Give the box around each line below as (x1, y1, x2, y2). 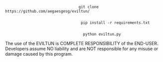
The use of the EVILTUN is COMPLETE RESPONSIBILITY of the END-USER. (5, 40, 159, 46)
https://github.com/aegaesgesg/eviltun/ (5, 8, 90, 14)
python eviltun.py (82, 32, 121, 37)
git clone (79, 4, 99, 9)
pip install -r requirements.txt (81, 20, 150, 25)
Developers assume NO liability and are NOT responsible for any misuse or (5, 46, 159, 52)
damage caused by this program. (5, 51, 73, 57)
